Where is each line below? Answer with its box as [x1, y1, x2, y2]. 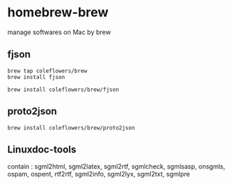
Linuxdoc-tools [7, 143, 77, 155]
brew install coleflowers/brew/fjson [7, 86, 120, 93]
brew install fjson [7, 73, 65, 80]
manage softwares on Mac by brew [7, 28, 112, 36]
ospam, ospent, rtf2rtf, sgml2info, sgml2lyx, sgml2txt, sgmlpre [7, 170, 191, 179]
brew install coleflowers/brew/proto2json [7, 124, 135, 132]
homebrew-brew [7, 4, 109, 21]
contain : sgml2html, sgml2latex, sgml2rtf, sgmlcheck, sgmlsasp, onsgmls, [7, 162, 226, 171]
